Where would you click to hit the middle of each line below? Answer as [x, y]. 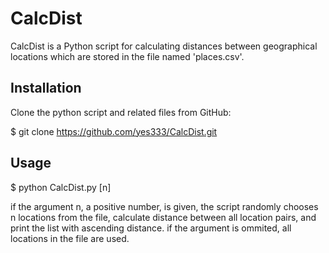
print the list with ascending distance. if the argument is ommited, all [151, 228]
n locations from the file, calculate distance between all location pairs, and [163, 217]
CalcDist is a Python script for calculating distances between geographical [164, 46]
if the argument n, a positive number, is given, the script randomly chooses [164, 206]
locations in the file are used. [70, 238]
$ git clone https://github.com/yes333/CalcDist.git [114, 131]
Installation [46, 88]
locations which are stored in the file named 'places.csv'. [127, 56]
